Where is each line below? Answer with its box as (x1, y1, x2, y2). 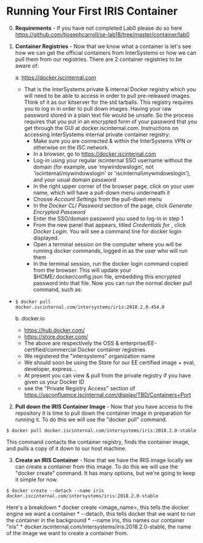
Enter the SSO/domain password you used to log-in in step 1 (33, 215, 184, 222)
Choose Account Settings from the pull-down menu (33, 195, 162, 202)
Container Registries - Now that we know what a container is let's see (15, 43, 191, 50)
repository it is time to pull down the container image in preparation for (15, 409, 192, 417)
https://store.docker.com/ (24, 333, 88, 340)
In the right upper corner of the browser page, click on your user (33, 182, 195, 190)
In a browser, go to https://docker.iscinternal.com (33, 150, 156, 157)
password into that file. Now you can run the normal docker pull (33, 279, 192, 286)
